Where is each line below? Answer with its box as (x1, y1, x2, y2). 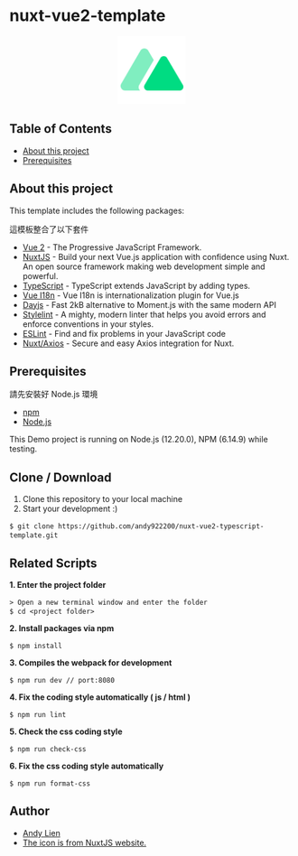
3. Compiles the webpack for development (9, 657, 172, 668)
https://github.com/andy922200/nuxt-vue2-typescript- (57, 522, 265, 531)
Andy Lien (22, 827, 61, 838)
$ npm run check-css (9, 745, 88, 754)
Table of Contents (9, 121, 113, 136)
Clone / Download (9, 470, 112, 485)
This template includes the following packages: (9, 205, 185, 216)
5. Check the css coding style (9, 726, 123, 737)
